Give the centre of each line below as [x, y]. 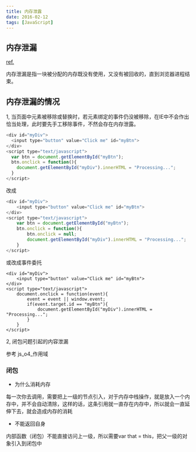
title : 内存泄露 [24, 11]
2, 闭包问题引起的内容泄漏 [37, 341]
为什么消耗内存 [32, 384]
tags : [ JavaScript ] [30, 22]
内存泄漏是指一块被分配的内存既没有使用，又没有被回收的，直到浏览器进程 [95, 74]
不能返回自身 [30, 423]
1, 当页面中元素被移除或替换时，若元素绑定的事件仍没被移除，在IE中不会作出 [98, 117]
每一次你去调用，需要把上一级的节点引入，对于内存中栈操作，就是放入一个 [95, 396]
